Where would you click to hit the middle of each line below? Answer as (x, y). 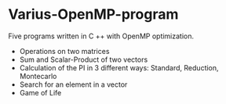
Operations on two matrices (64, 51)
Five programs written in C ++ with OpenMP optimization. (101, 36)
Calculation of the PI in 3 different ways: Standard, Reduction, (119, 67)
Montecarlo (38, 76)
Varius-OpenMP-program (93, 14)
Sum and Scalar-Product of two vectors (84, 59)
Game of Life (40, 92)
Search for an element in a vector (73, 84)
